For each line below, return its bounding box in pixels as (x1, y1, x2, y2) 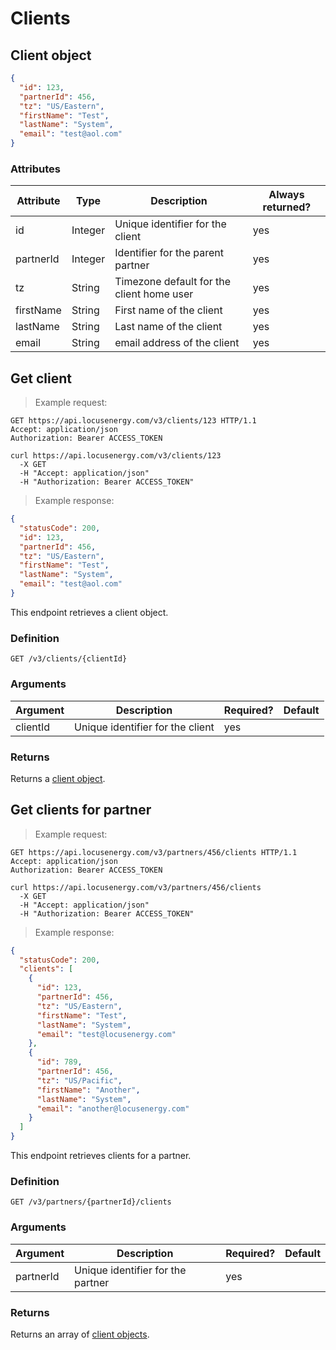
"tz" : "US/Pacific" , (36, 1075, 123, 1086)
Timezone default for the (114, 275, 232, 289)
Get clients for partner (10, 802, 152, 819)
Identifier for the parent (114, 246, 225, 260)
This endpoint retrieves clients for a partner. (10, 1150, 192, 1162)
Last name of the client (114, 320, 223, 334)
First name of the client (114, 303, 223, 317)
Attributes (10, 162, 61, 176)
